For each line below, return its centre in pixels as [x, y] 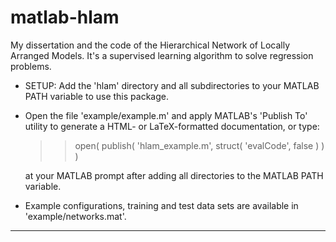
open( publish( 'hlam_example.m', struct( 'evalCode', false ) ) [199, 145]
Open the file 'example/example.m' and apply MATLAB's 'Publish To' [166, 115]
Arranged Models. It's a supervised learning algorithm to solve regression [162, 55]
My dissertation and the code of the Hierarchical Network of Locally [150, 45]
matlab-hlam [65, 17]
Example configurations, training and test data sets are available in [161, 205]
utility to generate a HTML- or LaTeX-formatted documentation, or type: [172, 126]
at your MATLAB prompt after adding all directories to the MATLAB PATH [174, 175]
